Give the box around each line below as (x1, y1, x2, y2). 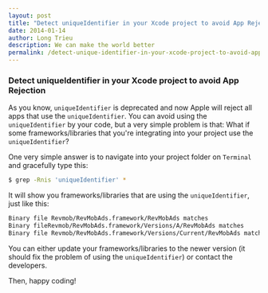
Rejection (8, 84, 46, 96)
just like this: (8, 199, 49, 209)
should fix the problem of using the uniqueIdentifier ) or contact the (8, 252, 233, 261)
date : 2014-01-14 (8, 26, 66, 34)
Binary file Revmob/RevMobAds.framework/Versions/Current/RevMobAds (8, 229, 241, 237)
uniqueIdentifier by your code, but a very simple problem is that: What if (8, 120, 250, 130)
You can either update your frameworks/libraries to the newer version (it (8, 244, 246, 253)
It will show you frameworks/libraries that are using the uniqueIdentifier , (8, 190, 250, 200)
